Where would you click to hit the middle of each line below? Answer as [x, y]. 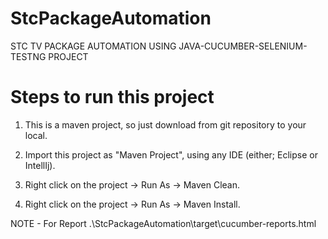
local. [36, 135]
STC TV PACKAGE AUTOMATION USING [93, 46]
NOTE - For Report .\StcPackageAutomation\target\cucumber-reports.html [163, 223]
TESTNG [28, 56]
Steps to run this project [112, 97]
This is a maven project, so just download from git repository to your [165, 124]
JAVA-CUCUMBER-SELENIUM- [243, 46]
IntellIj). [40, 165]
